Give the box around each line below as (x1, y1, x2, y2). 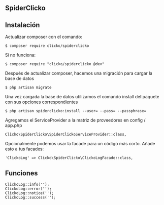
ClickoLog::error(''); (5, 186, 52, 192)
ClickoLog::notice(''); (5, 191, 54, 196)
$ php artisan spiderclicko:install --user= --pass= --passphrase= (5, 109, 147, 114)
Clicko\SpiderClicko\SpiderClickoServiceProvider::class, (5, 132, 127, 137)
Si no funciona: (5, 52, 36, 58)
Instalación (5, 21, 40, 29)
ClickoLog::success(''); (5, 195, 56, 200)
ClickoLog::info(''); (5, 182, 50, 187)
